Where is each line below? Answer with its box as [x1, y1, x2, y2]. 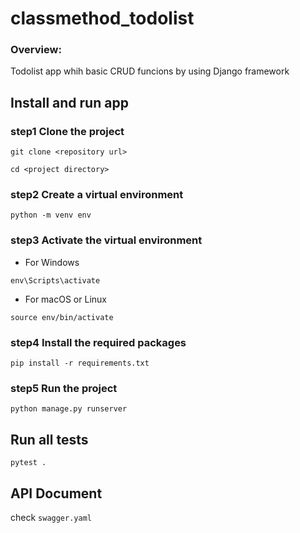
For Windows [24, 256, 80, 268]
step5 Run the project [10, 381, 118, 395]
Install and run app [10, 94, 129, 111]
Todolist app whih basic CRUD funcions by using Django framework [10, 65, 290, 77]
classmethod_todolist [10, 7, 195, 30]
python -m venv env [10, 210, 92, 221]
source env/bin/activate [10, 312, 114, 322]
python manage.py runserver [10, 404, 128, 414]
